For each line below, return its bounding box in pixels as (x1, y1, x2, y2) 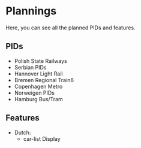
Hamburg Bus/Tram (14, 95, 64, 102)
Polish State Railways (14, 57, 67, 64)
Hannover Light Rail (14, 70, 63, 77)
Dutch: (14, 129, 31, 136)
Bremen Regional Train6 (14, 76, 74, 83)
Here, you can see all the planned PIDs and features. (5, 24, 136, 31)
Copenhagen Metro (14, 83, 63, 90)
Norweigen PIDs (14, 89, 55, 96)
